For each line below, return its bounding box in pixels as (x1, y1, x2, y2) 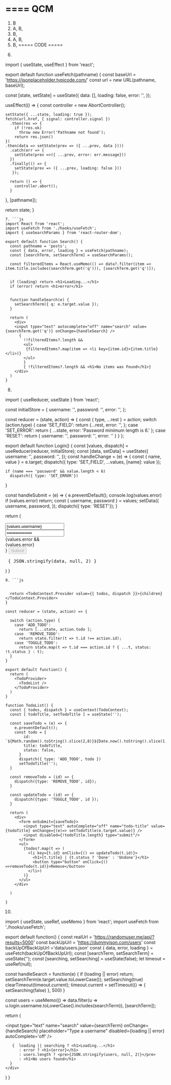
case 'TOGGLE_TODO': (14, 640, 58, 645)
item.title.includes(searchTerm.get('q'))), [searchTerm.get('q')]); (5, 266, 156, 271)
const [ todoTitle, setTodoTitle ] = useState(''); (10, 711, 122, 717)
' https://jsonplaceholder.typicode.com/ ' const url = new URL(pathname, (5, 77, 156, 83)
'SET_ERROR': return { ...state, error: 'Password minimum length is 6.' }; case (5, 427, 166, 433)
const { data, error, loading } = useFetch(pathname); (10, 248, 129, 253)
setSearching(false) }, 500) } (5, 987, 65, 993)
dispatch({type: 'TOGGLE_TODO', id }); (14, 797, 99, 802)
